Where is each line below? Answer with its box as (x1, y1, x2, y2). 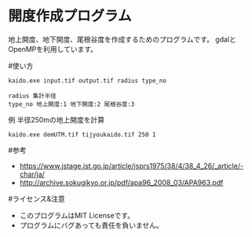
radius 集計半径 (8, 92, 57, 100)
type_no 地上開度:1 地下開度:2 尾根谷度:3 (8, 100, 135, 108)
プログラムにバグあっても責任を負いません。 (19, 221, 163, 230)
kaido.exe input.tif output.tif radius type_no (8, 76, 167, 85)
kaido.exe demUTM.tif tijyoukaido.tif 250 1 (8, 130, 156, 138)
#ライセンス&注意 (8, 194, 65, 203)
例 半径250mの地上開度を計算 (8, 115, 104, 124)
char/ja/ (19, 170, 46, 179)
